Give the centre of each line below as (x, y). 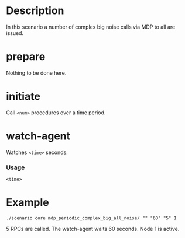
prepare (26, 57)
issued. (15, 33)
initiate (23, 97)
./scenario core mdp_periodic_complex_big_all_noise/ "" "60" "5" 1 (91, 218)
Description (35, 11)
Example (28, 203)
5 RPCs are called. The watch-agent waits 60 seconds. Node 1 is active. (93, 229)
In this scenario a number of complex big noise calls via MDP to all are (91, 27)
